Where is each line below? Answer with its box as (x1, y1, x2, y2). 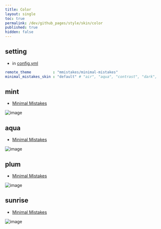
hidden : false (5, 30, 34, 34)
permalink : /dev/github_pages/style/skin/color (5, 20, 103, 26)
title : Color (5, 7, 32, 12)
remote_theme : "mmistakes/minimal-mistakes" (5, 70, 118, 75)
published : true (5, 25, 38, 30)
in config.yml (12, 60, 38, 66)
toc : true (5, 16, 25, 21)
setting (5, 47, 27, 56)
